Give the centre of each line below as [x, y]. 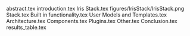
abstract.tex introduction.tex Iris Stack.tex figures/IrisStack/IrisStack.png [95, 9]
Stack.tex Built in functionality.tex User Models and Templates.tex [87, 15]
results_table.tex [26, 27]
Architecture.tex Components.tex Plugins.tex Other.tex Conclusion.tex [92, 21]
